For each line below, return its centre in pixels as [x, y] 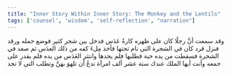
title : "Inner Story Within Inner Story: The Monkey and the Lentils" [114, 14]
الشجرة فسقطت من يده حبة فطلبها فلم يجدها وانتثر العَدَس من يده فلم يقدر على [113, 56]
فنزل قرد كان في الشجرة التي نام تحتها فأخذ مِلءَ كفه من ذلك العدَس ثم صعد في [113, 48]
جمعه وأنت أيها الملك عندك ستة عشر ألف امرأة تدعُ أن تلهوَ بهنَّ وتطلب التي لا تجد [114, 63]
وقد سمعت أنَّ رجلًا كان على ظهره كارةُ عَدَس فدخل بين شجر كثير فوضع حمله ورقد [116, 40]
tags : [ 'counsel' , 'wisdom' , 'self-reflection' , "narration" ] [101, 21]
